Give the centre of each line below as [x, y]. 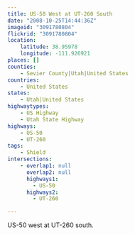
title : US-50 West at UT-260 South [60, 14]
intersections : [30, 159]
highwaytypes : [28, 106]
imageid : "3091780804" [41, 27]
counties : [22, 67]
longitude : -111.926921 [55, 54]
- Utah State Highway [52, 119]
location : [22, 40]
